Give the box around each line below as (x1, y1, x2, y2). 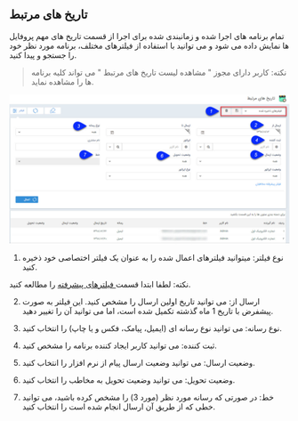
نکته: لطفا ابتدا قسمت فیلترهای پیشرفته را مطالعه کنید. (9, 279, 191, 289)
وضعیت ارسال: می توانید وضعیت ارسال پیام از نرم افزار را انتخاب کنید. (21, 357, 255, 368)
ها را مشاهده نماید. (30, 76, 94, 87)
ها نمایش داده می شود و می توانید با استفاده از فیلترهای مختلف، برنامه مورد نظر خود (9, 40, 289, 51)
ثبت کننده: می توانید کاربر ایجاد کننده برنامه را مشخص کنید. (21, 340, 218, 351)
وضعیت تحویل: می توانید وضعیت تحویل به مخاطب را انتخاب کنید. (21, 374, 236, 385)
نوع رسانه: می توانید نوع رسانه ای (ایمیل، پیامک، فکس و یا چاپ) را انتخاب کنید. (21, 322, 283, 333)
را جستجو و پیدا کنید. (9, 49, 77, 61)
